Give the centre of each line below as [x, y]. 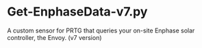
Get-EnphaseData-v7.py [77, 12]
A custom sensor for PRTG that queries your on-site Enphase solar [101, 30]
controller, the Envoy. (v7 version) [54, 37]
